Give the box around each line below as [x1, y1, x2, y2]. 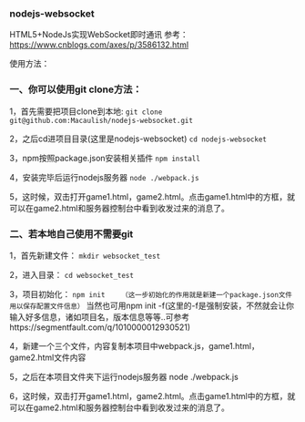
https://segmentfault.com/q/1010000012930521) [9, 322, 191, 333]
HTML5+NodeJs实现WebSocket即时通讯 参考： [9, 29, 188, 40]
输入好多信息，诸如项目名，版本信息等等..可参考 [9, 311, 190, 322]
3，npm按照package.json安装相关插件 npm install [9, 152, 200, 163]
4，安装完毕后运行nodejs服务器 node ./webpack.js [9, 171, 199, 182]
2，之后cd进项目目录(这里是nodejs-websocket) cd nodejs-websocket [9, 133, 267, 144]
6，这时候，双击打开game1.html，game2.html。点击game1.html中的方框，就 [9, 390, 296, 401]
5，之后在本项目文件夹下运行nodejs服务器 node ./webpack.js [9, 371, 239, 382]
